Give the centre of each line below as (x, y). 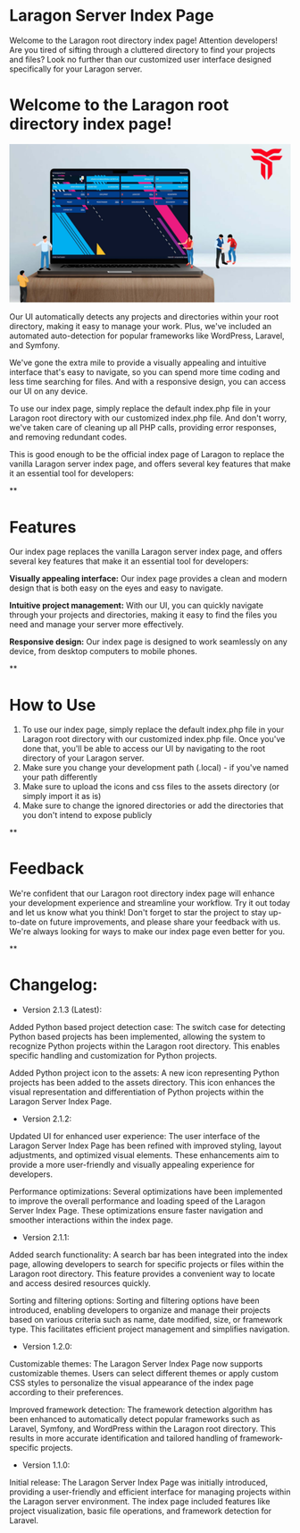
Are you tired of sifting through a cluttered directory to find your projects (142, 49)
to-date (23, 922)
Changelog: (54, 985)
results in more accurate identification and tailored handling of (124, 1438)
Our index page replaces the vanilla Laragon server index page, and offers (146, 552)
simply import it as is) (62, 796)
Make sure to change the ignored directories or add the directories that (153, 805)
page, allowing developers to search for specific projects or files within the (146, 1265)
